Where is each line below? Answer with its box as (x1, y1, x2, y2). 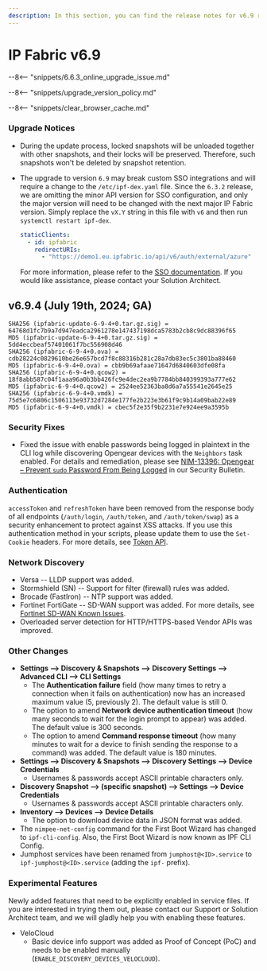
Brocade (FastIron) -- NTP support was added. (19, 592, 173, 601)
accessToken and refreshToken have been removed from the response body (8, 503, 254, 513)
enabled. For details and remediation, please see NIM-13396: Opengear (19, 456, 254, 466)
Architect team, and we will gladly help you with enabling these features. (8, 912, 246, 922)
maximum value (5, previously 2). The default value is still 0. (31, 697, 228, 707)
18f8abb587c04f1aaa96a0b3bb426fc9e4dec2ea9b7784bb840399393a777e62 (8, 375, 237, 384)
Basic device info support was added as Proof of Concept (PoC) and (31, 936, 257, 946)
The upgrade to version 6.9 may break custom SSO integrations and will (19, 173, 256, 183)
